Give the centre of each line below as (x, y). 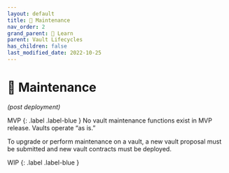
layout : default (31, 14)
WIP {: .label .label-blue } (43, 162)
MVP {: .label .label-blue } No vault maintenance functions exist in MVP (110, 120)
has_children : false (37, 46)
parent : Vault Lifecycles (45, 40)
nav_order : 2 (26, 27)
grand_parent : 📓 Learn (40, 33)
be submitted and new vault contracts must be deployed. (89, 148)
